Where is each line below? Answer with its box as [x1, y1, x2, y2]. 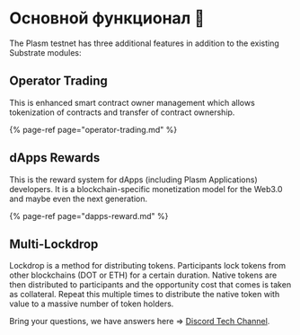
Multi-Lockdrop [9, 236, 99, 251]
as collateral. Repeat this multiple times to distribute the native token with [9, 289, 280, 300]
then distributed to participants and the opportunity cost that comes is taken [9, 279, 292, 290]
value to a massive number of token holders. [9, 298, 174, 309]
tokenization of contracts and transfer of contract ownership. [9, 107, 235, 118]
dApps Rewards [9, 150, 101, 165]
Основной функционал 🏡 [9, 8, 205, 29]
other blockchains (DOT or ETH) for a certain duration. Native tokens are [9, 269, 278, 281]
